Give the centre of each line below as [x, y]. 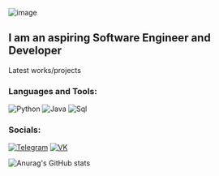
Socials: [25, 130]
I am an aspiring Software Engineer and [109, 38]
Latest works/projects [45, 70]
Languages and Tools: [53, 91]
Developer [35, 51]
